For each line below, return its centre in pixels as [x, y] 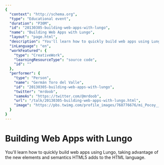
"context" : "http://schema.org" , [43, 14]
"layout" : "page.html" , [33, 37]
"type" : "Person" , [32, 78]
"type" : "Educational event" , [40, 19]
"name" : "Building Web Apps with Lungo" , [52, 32]
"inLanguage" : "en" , [30, 46]
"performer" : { [25, 73]
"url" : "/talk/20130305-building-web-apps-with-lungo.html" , [77, 101]
